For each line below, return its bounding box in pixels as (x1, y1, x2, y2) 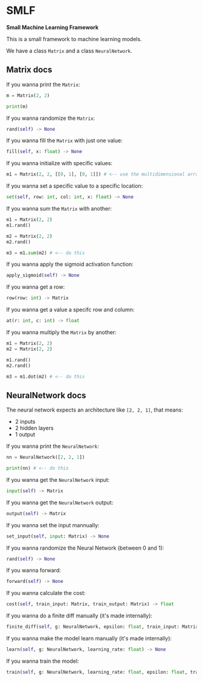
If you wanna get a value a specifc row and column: (6, 306, 135, 314)
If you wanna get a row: (6, 283, 65, 291)
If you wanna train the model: (6, 657, 79, 665)
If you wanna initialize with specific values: (6, 160, 113, 167)
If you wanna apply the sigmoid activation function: (6, 261, 134, 268)
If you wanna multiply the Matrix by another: (6, 329, 117, 336)
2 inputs (14, 418, 36, 426)
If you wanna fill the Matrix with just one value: (6, 137, 123, 144)
